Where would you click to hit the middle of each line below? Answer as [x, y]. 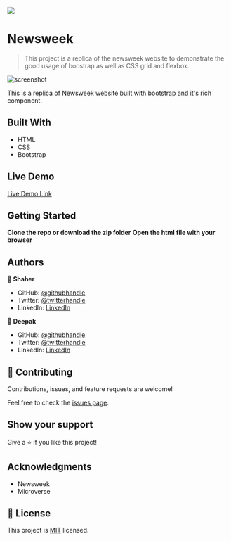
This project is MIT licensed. [48, 530]
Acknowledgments [50, 467]
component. [25, 100]
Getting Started [42, 216]
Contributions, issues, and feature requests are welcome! [90, 389]
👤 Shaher [21, 279]
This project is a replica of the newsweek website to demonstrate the [124, 58]
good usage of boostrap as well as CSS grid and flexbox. [107, 65]
